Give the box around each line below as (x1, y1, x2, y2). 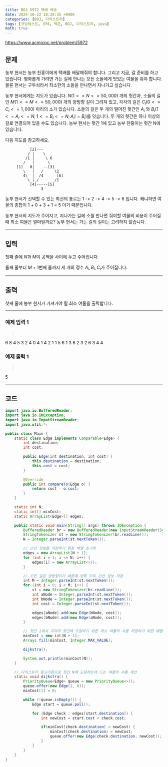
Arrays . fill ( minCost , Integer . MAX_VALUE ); (23, 638, 113, 643)
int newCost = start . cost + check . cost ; (40, 716, 126, 721)
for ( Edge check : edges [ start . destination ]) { (31, 711, 133, 716)
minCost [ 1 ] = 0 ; (23, 688, 57, 694)
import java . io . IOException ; (5, 413, 66, 418)
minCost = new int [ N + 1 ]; (23, 633, 79, 639)
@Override (23, 477, 43, 482)
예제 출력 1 (5, 353, 29, 360)
